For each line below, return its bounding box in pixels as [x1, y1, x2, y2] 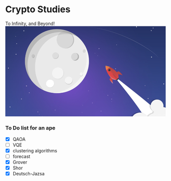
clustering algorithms [12, 147, 58, 153]
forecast [12, 153, 31, 159]
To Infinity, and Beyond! [5, 20, 55, 27]
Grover [12, 159, 27, 165]
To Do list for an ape [5, 124, 56, 132]
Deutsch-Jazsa [12, 170, 45, 176]
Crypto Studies [5, 4, 71, 15]
